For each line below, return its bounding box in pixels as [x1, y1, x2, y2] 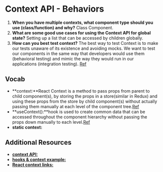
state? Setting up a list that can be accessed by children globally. [12, 35, 144, 41]
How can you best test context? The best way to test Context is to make [12, 40, 159, 46]
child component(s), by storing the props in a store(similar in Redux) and [12, 93, 158, 99]
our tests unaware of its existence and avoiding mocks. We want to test [12, 45, 156, 51]
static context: [12, 124, 43, 130]
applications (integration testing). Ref [12, 61, 87, 67]
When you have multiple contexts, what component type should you [12, 19, 153, 25]
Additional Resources [5, 138, 72, 147]
